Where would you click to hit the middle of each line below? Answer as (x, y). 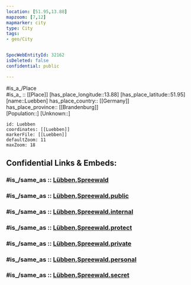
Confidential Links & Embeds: (61, 163)
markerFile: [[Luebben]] (37, 135)
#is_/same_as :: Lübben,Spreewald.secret (68, 275)
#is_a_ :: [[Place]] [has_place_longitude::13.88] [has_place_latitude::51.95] (96, 94)
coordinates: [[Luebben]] (38, 129)
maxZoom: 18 (21, 145)
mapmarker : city (26, 23)
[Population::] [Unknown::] (38, 113)
